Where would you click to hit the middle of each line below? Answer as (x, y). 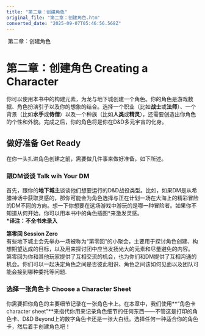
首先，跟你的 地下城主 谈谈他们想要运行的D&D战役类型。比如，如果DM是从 (99, 191)
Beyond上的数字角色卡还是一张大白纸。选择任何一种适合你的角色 (117, 319)
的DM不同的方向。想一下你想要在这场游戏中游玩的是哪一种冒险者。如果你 (99, 206)
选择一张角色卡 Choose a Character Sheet (69, 289)
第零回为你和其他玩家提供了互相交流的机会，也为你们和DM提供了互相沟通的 (102, 257)
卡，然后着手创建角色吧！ (38, 326)
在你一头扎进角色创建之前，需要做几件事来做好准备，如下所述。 (86, 159)
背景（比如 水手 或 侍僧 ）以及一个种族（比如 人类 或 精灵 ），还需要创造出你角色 (101, 114)
